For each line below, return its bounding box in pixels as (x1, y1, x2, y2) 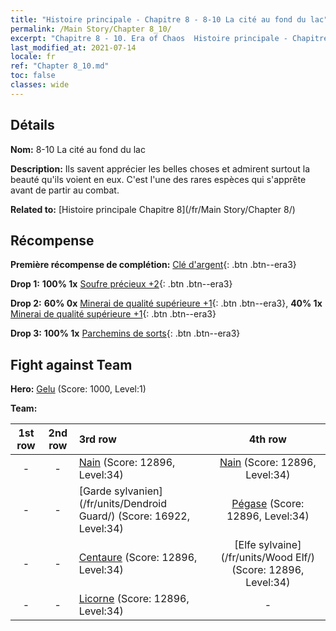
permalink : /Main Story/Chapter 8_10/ (10, 24, 172, 34)
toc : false (10, 71, 56, 81)
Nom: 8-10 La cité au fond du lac (10, 143, 146, 155)
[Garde (78, 484, 112, 498)
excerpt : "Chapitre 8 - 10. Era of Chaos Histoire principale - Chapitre (10, 33, 329, 43)
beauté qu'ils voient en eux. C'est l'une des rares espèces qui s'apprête (10, 173, 307, 185)
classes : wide (10, 80, 70, 90)
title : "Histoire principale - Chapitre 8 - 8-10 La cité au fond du (10, 14, 307, 25)
